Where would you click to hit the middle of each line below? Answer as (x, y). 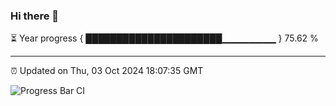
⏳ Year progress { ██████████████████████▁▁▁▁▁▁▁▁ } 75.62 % (164, 38)
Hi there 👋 (35, 16)
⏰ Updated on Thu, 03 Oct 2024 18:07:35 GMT (107, 71)
